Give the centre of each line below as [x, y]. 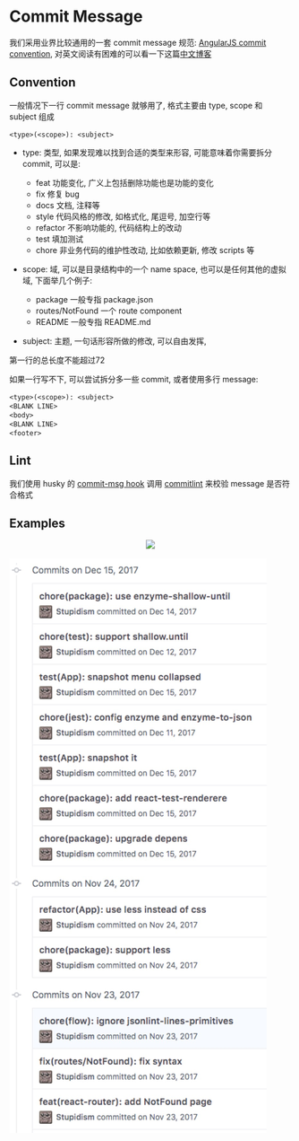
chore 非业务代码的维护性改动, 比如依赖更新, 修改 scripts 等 [145, 250]
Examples [37, 523]
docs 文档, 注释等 [68, 205]
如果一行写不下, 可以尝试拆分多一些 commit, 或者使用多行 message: [134, 379]
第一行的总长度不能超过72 [57, 360]
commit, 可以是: [51, 163]
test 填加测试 [60, 239]
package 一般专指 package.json [94, 299]
